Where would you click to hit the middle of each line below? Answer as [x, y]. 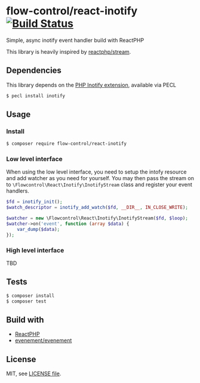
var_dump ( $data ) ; [39, 229]
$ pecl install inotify [36, 96]
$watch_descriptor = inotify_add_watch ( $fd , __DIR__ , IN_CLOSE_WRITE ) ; [97, 208]
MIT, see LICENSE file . [34, 373]
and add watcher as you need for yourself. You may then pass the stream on [100, 178]
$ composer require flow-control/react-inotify [67, 144]
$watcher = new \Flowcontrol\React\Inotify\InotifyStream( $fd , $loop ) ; [97, 218]
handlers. [18, 191]
